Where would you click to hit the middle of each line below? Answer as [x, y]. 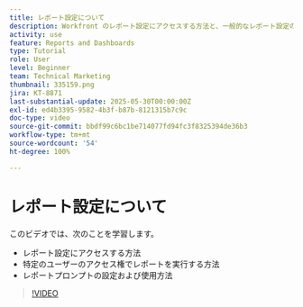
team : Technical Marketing [60, 77]
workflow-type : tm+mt [50, 135]
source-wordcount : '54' [54, 143]
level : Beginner [40, 68]
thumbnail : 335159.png [52, 85]
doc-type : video [40, 118]
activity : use [36, 34]
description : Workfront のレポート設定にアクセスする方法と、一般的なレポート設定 [150, 26]
